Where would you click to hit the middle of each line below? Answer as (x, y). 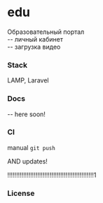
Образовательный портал (46, 32)
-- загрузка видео (34, 47)
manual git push (32, 147)
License (21, 193)
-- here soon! (26, 114)
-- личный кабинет (35, 39)
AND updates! (27, 161)
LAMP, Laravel (28, 80)
